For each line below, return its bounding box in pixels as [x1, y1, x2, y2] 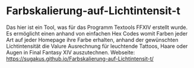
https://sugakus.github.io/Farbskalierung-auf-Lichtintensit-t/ [6, 55, 154, 62]
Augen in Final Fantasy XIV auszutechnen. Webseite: [6, 48, 135, 56]
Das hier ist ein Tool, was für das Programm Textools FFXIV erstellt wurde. [6, 24, 188, 31]
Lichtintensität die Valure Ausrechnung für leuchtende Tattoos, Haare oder [6, 43, 188, 50]
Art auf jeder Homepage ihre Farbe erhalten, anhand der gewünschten [6, 36, 179, 43]
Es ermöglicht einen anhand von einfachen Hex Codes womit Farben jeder [6, 30, 188, 37]
